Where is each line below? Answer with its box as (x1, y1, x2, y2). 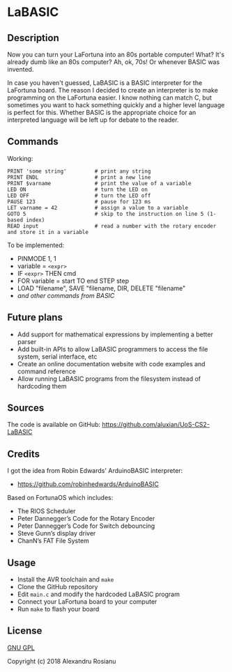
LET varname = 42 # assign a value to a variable (7, 204, 189, 211)
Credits (7, 448, 40, 460)
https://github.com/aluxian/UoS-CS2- (102, 421, 210, 429)
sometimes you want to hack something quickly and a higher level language (7, 101, 225, 109)
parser (17, 337, 37, 345)
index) (25, 217, 45, 224)
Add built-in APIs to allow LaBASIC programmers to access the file (17, 345, 208, 353)
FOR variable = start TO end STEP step (17, 276, 130, 285)
